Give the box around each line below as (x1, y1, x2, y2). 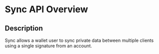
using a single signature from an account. (5, 43, 93, 49)
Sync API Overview (5, 4, 88, 15)
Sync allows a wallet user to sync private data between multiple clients (5, 37, 154, 43)
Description (5, 24, 43, 33)
